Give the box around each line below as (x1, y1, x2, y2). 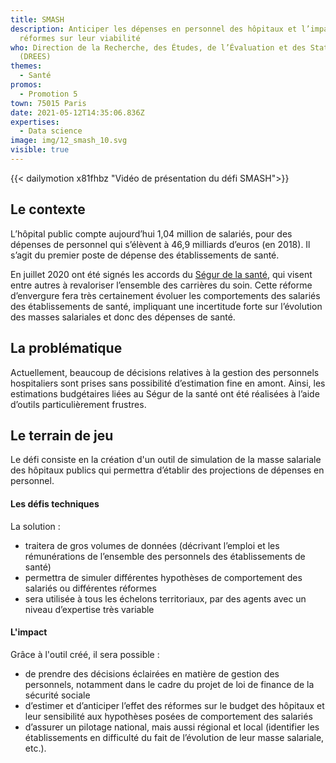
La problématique (10, 340, 123, 357)
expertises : (10, 117, 60, 127)
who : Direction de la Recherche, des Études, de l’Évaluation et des (10, 42, 307, 53)
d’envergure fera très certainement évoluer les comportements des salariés (10, 289, 321, 301)
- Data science (19, 126, 83, 136)
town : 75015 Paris (10, 98, 87, 108)
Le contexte (10, 201, 86, 218)
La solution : (10, 520, 61, 532)
